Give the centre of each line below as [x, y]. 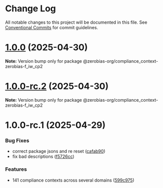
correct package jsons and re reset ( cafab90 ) [59, 151]
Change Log [30, 9]
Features [16, 169]
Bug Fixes [17, 140]
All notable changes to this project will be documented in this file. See [76, 22]
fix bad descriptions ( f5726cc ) [43, 156]
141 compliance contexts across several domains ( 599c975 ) [73, 180]
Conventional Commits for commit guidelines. [52, 27]
